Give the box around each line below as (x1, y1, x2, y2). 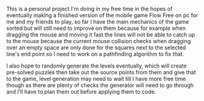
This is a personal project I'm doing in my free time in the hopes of (6, 5, 173, 12)
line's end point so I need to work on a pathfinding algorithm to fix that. (6, 50, 185, 57)
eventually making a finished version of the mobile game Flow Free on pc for (6, 12, 199, 19)
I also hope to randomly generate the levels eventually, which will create (6, 62, 187, 69)
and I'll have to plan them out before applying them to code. (6, 88, 157, 95)
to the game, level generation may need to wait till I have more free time (6, 75, 186, 82)
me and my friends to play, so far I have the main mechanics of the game (6, 18, 189, 25)
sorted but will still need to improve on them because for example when (6, 24, 186, 32)
